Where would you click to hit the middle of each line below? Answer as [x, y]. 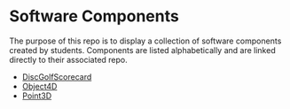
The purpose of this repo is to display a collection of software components [145, 41]
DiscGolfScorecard [57, 76]
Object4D [39, 86]
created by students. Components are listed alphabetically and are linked [143, 50]
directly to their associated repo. [69, 59]
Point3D [37, 96]
